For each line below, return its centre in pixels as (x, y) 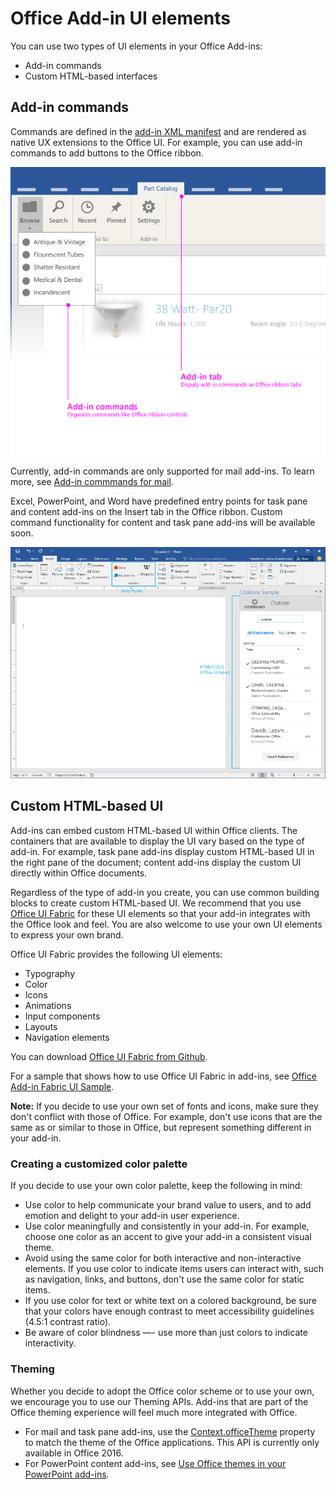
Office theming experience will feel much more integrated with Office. (154, 1412)
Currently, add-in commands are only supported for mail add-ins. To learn (162, 471)
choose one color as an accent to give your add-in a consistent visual (168, 1237)
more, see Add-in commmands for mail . (92, 481)
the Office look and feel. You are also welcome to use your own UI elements (166, 924)
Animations (48, 1005)
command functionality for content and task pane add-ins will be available (163, 522)
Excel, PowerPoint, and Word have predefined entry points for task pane (159, 501)
